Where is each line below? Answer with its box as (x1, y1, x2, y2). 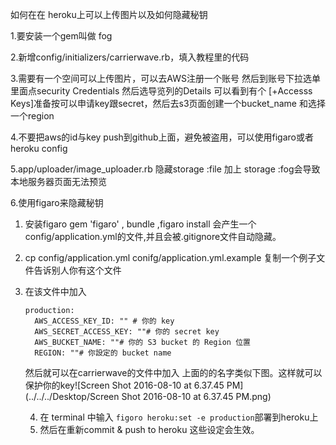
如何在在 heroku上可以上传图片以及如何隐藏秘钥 (10, 9, 208, 20)
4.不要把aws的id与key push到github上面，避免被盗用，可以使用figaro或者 (10, 131, 314, 143)
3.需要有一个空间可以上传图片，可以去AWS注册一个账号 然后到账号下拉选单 (10, 73, 321, 84)
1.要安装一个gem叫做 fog (10, 30, 113, 42)
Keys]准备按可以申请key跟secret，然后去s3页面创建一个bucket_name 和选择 (10, 98, 326, 109)
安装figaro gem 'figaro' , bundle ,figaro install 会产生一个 (24, 218, 257, 230)
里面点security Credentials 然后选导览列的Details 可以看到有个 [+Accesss (10, 85, 313, 97)
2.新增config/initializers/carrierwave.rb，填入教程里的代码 (10, 51, 250, 63)
